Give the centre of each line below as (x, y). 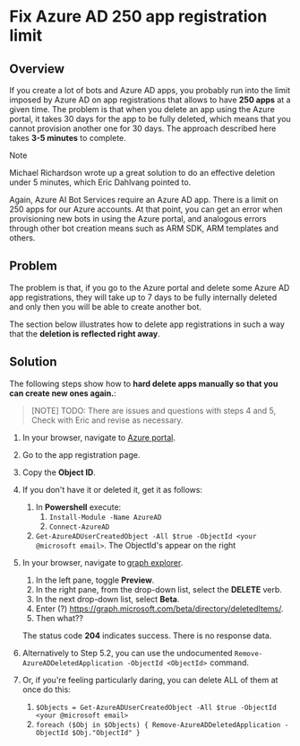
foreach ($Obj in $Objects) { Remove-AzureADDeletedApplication (158, 724)
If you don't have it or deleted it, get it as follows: (112, 489)
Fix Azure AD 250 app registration (138, 17)
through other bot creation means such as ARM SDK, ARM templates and (144, 228)
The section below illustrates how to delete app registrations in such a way (147, 324)
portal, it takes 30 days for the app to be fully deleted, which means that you (150, 119)
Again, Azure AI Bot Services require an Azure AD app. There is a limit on (144, 200)
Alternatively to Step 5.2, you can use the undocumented (127, 653)
